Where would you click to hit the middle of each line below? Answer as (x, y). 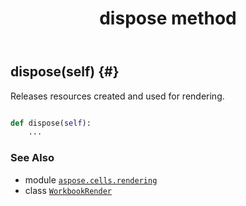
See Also (32, 158)
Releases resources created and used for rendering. (117, 96)
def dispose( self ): (51, 123)
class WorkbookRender (68, 190)
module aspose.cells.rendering (91, 179)
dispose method (168, 18)
